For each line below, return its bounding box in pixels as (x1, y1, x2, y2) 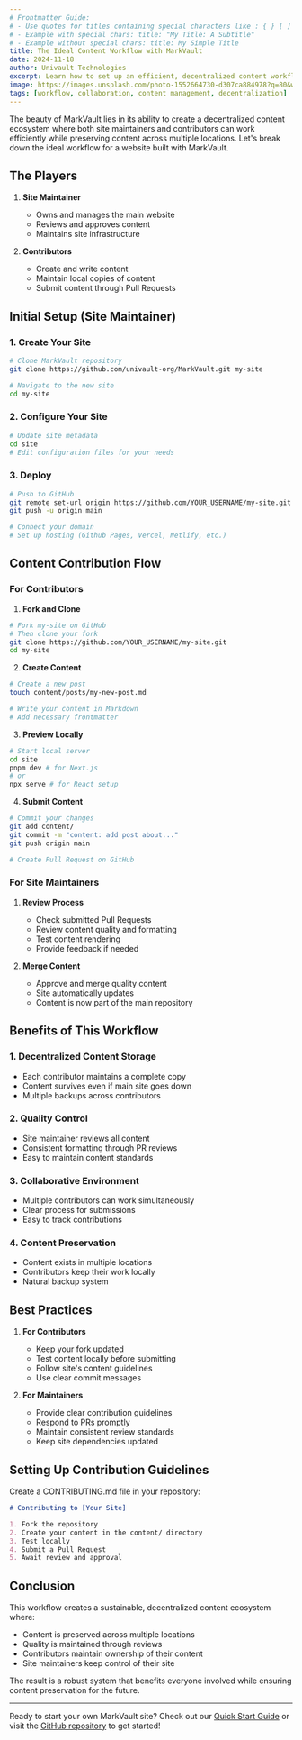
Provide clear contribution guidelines (35, 1407, 173, 1418)
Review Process (22, 897, 84, 907)
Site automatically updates (35, 988, 135, 998)
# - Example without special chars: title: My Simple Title (9, 38, 240, 48)
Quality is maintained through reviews (22, 1639, 163, 1650)
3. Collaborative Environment (9, 1174, 139, 1187)
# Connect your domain (9, 523, 94, 532)
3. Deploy (9, 469, 52, 482)
